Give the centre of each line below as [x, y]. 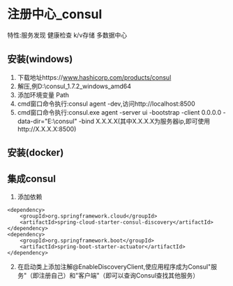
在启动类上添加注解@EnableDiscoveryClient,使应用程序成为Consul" [114, 266]
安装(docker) [36, 153]
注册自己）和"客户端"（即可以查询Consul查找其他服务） [119, 275]
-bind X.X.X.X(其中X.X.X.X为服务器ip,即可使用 [144, 121]
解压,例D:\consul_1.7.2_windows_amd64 [74, 86]
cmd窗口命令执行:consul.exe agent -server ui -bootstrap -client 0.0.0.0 [119, 112]
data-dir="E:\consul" [47, 121]
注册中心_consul [55, 14]
